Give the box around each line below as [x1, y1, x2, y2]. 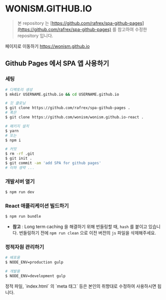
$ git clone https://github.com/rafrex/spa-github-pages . [5, 105, 131, 110]
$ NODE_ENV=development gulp [5, 274, 66, 279]
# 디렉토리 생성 [5, 87, 33, 92]
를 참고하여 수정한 [112, 26, 147, 32]
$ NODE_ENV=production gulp [5, 260, 64, 265]
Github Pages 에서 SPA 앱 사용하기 [5, 59, 110, 68]
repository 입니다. [17, 32, 53, 38]
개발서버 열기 [5, 178, 35, 185]
